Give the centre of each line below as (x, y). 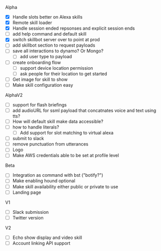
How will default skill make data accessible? (58, 121)
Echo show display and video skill (47, 237)
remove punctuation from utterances (50, 144)
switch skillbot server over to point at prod (56, 40)
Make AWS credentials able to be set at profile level (66, 156)
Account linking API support (41, 243)
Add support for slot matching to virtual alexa (67, 133)
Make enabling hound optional (44, 181)
